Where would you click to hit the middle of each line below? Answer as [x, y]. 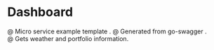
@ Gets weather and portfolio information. [68, 38]
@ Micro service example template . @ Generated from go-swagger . [107, 31]
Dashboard [40, 12]
